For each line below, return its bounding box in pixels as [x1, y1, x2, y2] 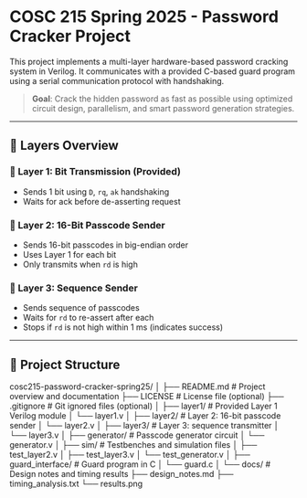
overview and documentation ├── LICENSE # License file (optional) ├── [9, 391, 285, 402]
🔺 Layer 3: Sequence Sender [9, 281, 139, 294]
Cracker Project [9, 26, 131, 47]
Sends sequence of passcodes [22, 302, 140, 313]
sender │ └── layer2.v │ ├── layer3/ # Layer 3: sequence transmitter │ [9, 420, 280, 431]
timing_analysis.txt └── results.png [9, 478, 143, 490]
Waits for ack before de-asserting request [22, 196, 181, 207]
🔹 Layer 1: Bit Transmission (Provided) [9, 165, 181, 178]
